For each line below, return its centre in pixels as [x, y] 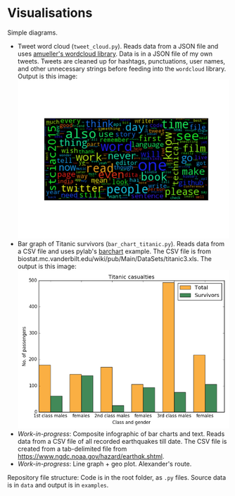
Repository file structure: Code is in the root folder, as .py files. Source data [117, 478]
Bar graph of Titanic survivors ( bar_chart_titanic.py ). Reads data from [121, 244]
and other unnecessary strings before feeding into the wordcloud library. [122, 68]
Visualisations [50, 13]
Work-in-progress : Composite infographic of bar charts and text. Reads [121, 434]
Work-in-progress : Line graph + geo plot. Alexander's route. [104, 464]
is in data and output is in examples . [58, 485]
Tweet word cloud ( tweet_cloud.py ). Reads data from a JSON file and [118, 46]
